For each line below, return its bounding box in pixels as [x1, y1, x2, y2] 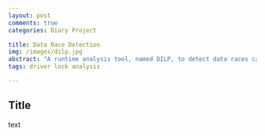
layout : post [8, 11, 51, 20]
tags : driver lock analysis [8, 62, 101, 71]
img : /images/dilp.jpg [8, 48, 83, 56]
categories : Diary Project [8, 26, 97, 34]
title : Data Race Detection [8, 40, 101, 48]
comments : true [8, 19, 58, 27]
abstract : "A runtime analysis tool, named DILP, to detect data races [8, 55, 248, 63]
